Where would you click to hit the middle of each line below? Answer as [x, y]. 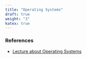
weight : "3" [17, 19]
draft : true [17, 14]
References [19, 41]
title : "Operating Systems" [34, 10]
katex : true [17, 23]
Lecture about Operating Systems [47, 51]
